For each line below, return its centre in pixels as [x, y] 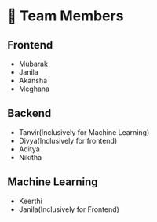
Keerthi [30, 201]
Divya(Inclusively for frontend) [68, 140]
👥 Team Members [66, 16]
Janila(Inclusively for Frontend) [69, 209]
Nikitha [30, 157]
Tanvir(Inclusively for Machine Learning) [84, 132]
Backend [29, 113]
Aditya [29, 149]
